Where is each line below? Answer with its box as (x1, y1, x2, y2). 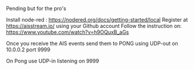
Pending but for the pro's (6, 5, 67, 12)
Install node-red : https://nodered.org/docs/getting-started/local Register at (6, 16, 188, 23)
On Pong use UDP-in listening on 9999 (6, 58, 99, 64)
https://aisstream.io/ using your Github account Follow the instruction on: (6, 23, 182, 29)
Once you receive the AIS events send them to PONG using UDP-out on (6, 40, 178, 47)
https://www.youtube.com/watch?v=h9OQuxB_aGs (6, 29, 129, 36)
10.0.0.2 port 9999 (6, 46, 51, 53)
